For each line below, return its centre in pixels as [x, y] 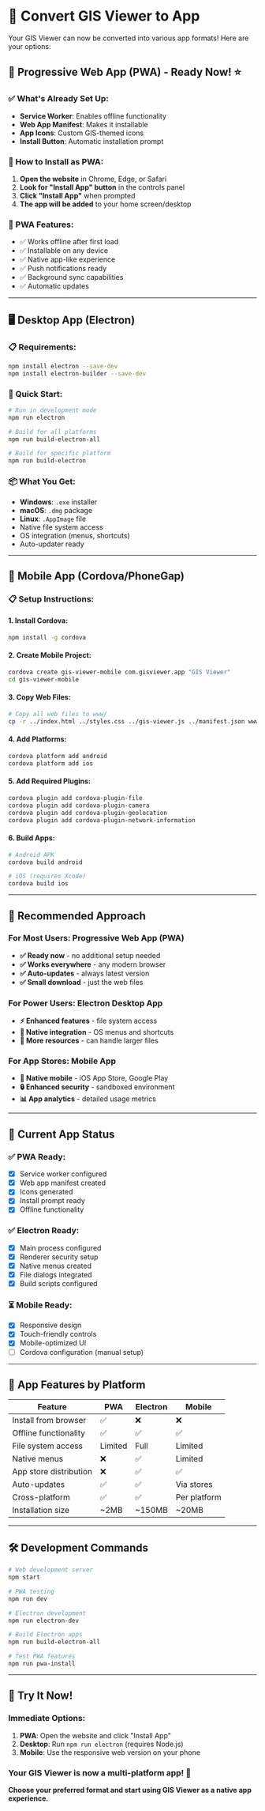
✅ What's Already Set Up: [58, 99]
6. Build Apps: [32, 838]
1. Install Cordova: [38, 621]
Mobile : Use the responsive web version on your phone [110, 1752]
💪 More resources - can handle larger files [89, 1041]
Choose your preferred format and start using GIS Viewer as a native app [130, 1790]
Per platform [199, 1497]
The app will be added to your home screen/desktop [105, 204]
